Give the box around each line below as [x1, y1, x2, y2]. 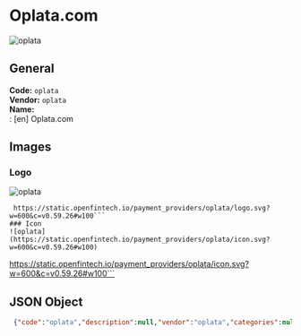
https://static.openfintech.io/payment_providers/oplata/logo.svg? [13, 203, 271, 213]
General [9, 61, 56, 76]
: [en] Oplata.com [9, 113, 74, 124]
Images [9, 140, 52, 155]
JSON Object [9, 294, 83, 309]
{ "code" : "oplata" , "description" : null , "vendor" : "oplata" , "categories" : [13, 318, 282, 327]
